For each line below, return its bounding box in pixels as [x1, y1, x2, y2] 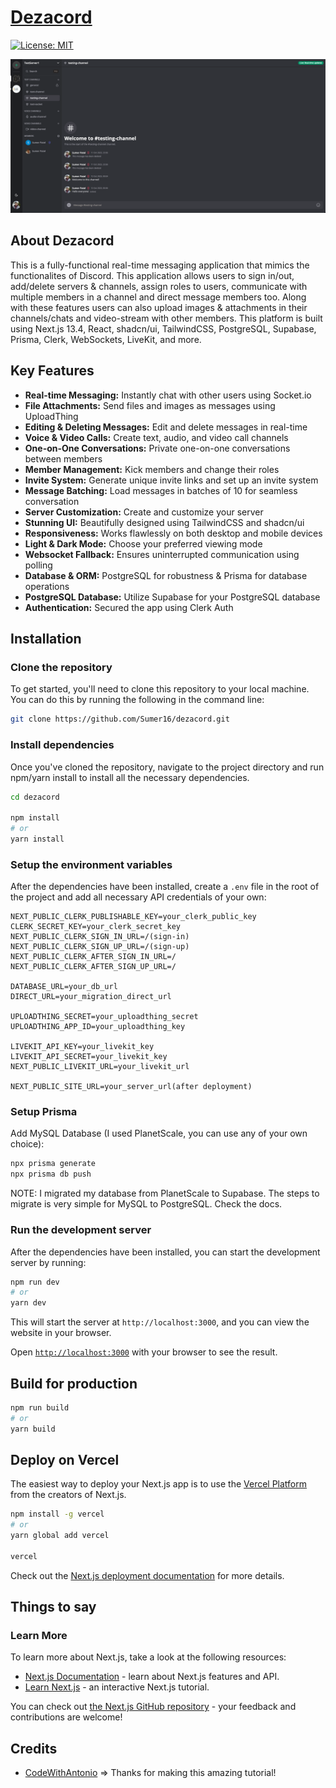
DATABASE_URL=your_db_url [10, 982, 118, 992]
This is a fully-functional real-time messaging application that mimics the [10, 259, 310, 271]
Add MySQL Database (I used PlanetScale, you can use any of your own [10, 1127, 308, 1140]
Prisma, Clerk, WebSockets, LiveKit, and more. [10, 333, 202, 345]
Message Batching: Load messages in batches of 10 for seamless [24, 484, 298, 496]
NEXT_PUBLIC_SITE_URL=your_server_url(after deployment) [10, 1082, 253, 1092]
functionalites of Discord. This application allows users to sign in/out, [10, 269, 295, 281]
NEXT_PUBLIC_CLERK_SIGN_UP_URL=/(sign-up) [10, 942, 190, 952]
